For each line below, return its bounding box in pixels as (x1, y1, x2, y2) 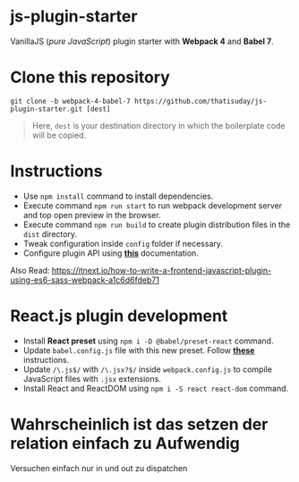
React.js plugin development (10, 306, 228, 326)
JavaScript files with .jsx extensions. (22, 373, 162, 384)
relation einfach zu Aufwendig (10, 433, 241, 453)
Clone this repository (10, 67, 171, 88)
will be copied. (31, 130, 87, 140)
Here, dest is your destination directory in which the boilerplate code (31, 120, 286, 131)
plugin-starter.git (10, 105, 83, 114)
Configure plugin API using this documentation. (22, 248, 200, 258)
